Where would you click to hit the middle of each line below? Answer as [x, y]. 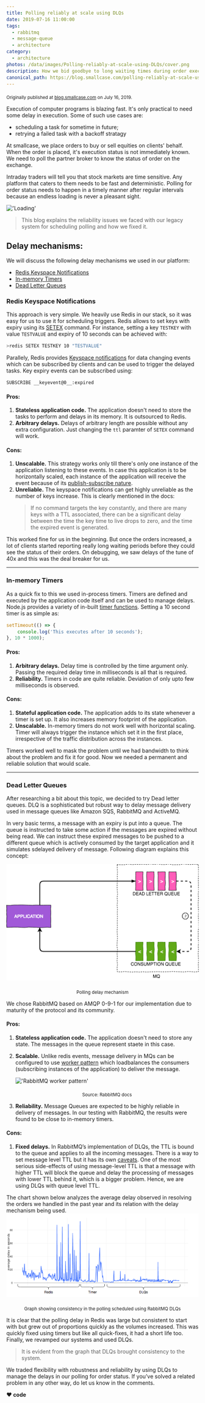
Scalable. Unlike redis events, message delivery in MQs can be [95, 1056]
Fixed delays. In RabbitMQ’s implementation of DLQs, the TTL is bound [104, 1146]
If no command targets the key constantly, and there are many [109, 508]
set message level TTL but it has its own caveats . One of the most [98, 1160]
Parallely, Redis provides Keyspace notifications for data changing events [99, 358]
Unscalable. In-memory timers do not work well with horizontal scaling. [105, 725]
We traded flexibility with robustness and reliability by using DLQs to [92, 1369]
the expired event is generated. [70, 528]
